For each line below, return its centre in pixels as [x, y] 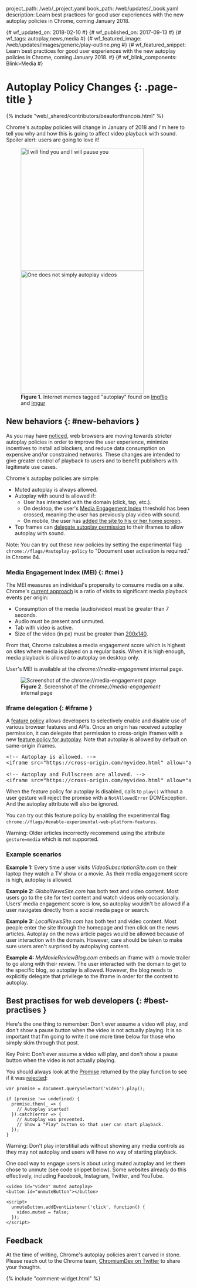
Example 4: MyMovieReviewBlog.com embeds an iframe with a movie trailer [98, 957]
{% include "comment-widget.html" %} [53, 1279]
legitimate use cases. [32, 466]
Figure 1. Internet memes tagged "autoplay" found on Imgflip [94, 397]
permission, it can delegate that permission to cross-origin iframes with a [94, 733]
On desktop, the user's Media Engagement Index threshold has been [106, 508]
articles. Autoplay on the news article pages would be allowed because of [95, 934]
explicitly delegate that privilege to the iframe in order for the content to [92, 976]
